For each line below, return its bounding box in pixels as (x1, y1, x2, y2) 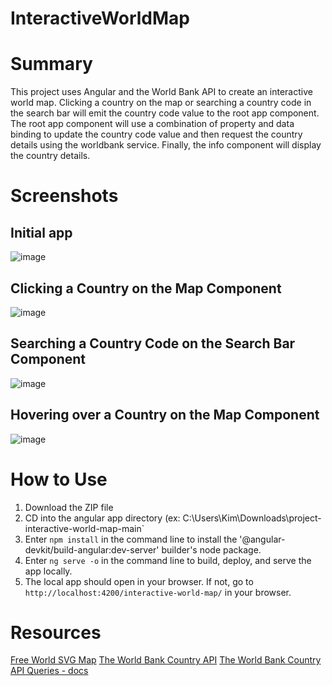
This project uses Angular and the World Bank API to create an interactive (10, 86, 313, 98)
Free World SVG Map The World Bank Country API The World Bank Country (10, 654, 322, 666)
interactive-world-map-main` (24, 522, 145, 534)
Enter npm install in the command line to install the (24, 533, 238, 545)
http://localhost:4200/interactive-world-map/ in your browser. (24, 586, 292, 598)
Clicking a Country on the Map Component (10, 280, 282, 297)
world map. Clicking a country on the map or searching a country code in (10, 97, 312, 109)
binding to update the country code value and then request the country (10, 128, 303, 141)
